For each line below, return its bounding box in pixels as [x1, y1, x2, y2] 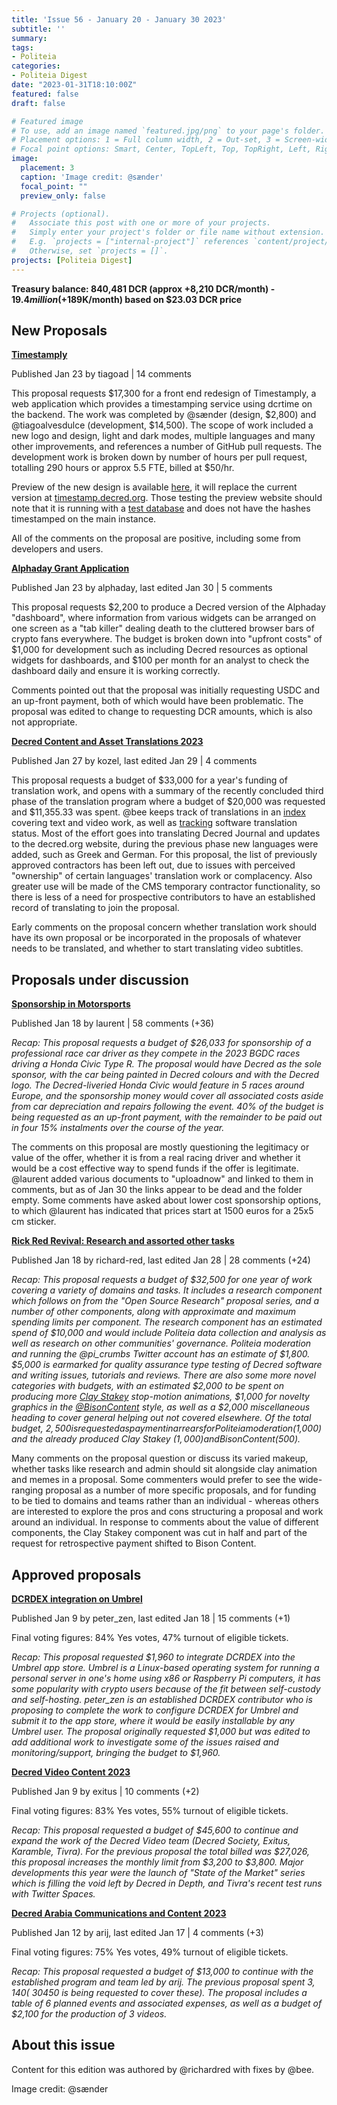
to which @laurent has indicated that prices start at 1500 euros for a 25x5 [11, 1205, 314, 1217]
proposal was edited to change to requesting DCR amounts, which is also [11, 706, 313, 718]
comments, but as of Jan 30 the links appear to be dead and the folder [11, 1184, 303, 1196]
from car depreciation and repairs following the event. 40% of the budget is [11, 1101, 324, 1113]
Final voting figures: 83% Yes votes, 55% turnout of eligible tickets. [11, 1805, 289, 1817]
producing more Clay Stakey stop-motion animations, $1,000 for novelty [11, 1391, 310, 1403]
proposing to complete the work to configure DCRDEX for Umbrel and [11, 1704, 299, 1716]
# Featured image [11, 116, 84, 126]
